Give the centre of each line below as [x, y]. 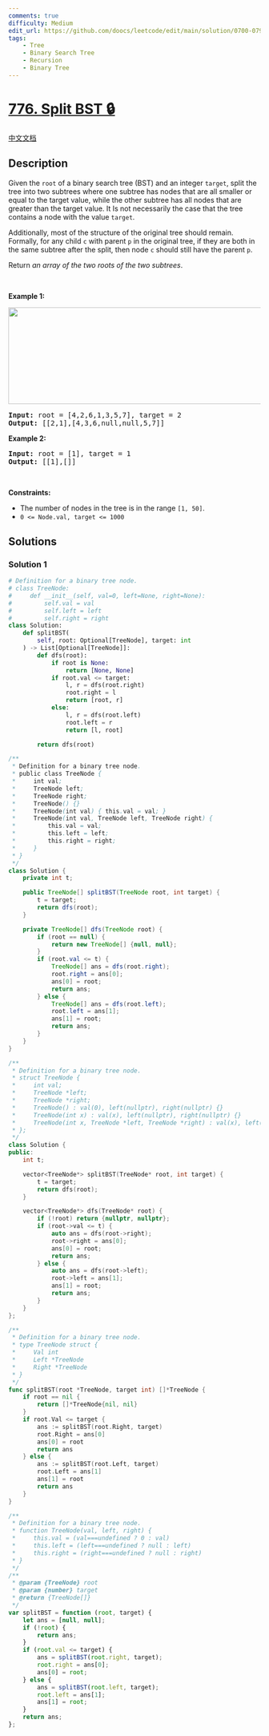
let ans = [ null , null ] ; [64, 1620]
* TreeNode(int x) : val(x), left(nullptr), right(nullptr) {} [126, 1115]
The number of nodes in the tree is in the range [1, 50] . [112, 508]
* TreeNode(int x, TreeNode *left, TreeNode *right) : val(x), [126, 1123]
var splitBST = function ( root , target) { [80, 1613]
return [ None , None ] [100, 670]
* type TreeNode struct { [55, 1345]
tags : [17, 38]
